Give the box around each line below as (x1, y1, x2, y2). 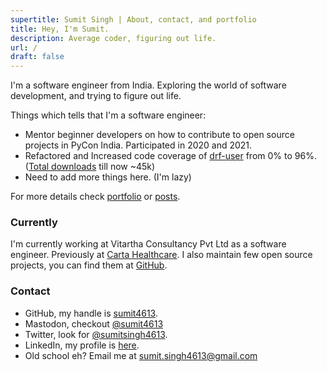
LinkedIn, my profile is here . (24, 339, 140, 351)
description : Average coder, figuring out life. (10, 33, 217, 43)
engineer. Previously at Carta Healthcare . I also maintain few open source (10, 249, 313, 261)
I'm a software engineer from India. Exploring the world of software (10, 79, 287, 91)
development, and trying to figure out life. (10, 90, 182, 102)
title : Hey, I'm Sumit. (10, 24, 110, 34)
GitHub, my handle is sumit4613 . (24, 307, 159, 319)
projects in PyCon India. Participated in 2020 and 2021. (24, 139, 253, 151)
